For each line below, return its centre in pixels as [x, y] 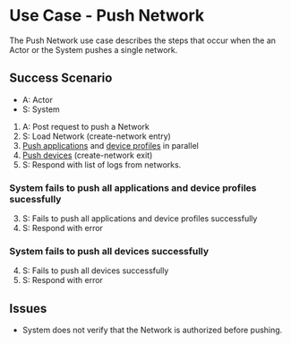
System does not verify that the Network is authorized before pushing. [152, 330]
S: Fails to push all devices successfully [95, 271]
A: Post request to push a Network [86, 126]
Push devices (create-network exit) [87, 155]
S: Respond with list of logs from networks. [102, 164]
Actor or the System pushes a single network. [94, 49]
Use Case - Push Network [107, 16]
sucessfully [35, 199]
